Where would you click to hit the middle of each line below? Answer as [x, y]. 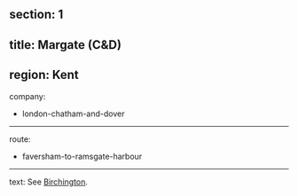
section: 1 [36, 15]
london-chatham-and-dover [73, 114]
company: [27, 96]
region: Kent [44, 75]
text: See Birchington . [49, 182]
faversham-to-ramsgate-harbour [82, 156]
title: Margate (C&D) [66, 45]
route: [20, 139]
